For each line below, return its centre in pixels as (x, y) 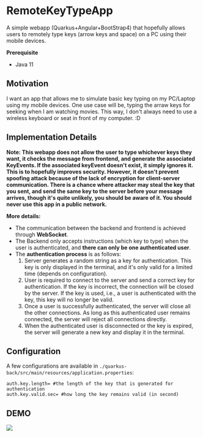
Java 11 (24, 64)
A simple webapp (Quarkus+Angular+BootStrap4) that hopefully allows (96, 28)
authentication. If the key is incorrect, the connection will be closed (109, 286)
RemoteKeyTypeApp (60, 11)
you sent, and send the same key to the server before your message (94, 191)
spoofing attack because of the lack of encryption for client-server (93, 178)
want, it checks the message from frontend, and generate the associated (101, 158)
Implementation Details (52, 138)
